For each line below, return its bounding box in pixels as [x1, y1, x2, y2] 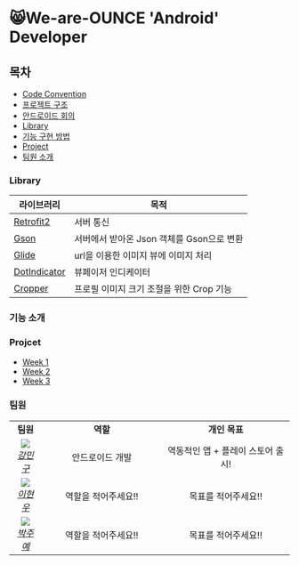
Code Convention [21, 89, 87, 99]
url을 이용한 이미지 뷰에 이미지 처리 [74, 249, 212, 262]
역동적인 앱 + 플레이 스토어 [167, 444, 274, 456]
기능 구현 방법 [21, 131, 70, 141]
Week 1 [21, 356, 49, 367]
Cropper [13, 282, 49, 295]
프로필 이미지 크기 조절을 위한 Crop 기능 [74, 283, 233, 295]
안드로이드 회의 [21, 110, 76, 121]
